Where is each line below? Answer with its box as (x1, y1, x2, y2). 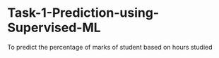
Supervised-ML (7, 20, 101, 36)
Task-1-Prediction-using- (7, 5, 160, 21)
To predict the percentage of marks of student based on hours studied (7, 43, 213, 51)
